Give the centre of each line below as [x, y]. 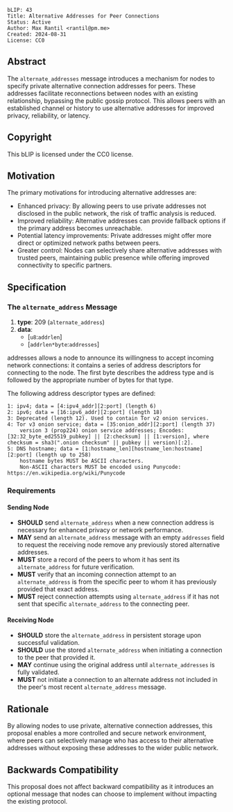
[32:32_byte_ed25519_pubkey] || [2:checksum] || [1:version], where [108, 437]
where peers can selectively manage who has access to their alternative [110, 740]
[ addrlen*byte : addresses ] [63, 344]
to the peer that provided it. [56, 658]
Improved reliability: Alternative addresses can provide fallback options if [121, 221]
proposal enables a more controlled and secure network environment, [107, 733]
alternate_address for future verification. [76, 567]
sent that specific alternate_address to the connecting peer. [103, 604]
